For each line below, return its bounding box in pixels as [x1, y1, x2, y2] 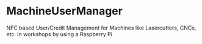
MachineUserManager [6, 4, 123, 18]
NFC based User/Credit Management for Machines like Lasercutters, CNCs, [6, 24, 197, 31]
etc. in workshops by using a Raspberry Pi [6, 30, 113, 37]
